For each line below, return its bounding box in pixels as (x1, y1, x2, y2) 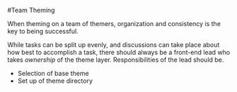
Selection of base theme (17, 70, 90, 77)
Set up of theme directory (17, 77, 93, 85)
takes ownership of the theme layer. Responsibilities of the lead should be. (7, 55, 224, 64)
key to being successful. (7, 27, 79, 35)
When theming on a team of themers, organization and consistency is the (7, 20, 221, 27)
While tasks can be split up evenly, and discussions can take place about (7, 41, 220, 48)
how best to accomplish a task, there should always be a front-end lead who (7, 48, 231, 56)
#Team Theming (7, 6, 55, 14)
